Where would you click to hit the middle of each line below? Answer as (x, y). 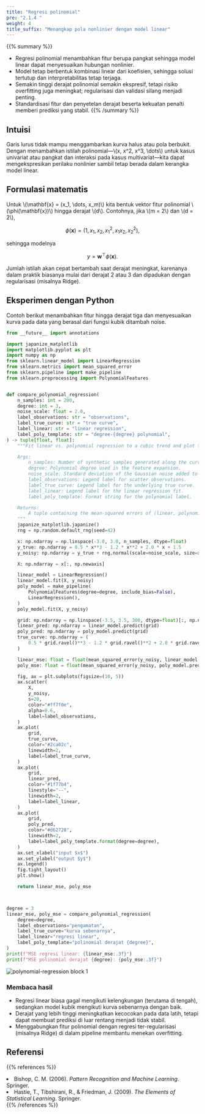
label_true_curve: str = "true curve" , (68, 423)
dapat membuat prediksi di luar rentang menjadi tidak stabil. (90, 1020)
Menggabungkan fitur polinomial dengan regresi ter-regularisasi (95, 1026)
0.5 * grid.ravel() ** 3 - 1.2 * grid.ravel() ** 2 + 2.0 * (101, 643)
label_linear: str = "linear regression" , (72, 429)
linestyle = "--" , (49, 790)
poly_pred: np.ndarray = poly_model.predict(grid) (83, 632)
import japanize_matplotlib (42, 344)
